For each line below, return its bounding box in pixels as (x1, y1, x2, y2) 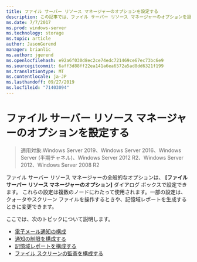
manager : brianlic (6, 47, 51, 53)
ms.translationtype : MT (6, 68, 64, 74)
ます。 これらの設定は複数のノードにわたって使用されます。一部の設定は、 (6, 188, 186, 195)
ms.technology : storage (6, 30, 64, 36)
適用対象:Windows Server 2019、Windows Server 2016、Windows (20, 147, 182, 154)
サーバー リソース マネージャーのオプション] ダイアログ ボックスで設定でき (6, 181, 188, 188)
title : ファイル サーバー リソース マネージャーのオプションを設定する (6, 8, 158, 15)
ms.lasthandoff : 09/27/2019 (6, 80, 75, 85)
